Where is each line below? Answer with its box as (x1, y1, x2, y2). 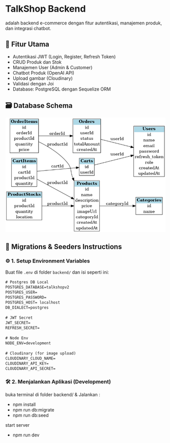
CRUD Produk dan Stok (12, 59, 62, 65)
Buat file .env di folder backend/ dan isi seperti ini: (5, 269, 109, 275)
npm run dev (12, 432, 40, 438)
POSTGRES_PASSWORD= (5, 294, 47, 300)
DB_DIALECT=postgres (5, 305, 49, 310)
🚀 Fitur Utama (5, 40, 49, 49)
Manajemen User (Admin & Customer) (12, 64, 93, 70)
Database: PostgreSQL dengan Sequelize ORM (12, 86, 111, 92)
